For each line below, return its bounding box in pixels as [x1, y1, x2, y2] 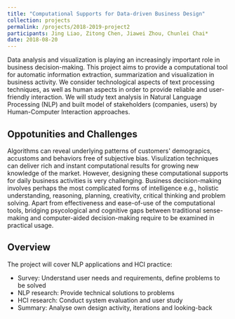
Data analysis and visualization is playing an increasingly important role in [7, 55, 220, 64]
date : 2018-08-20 [7, 36, 58, 43]
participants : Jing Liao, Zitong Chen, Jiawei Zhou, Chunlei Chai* [7, 29, 209, 37]
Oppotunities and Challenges [7, 128, 138, 140]
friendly [7, 93, 30, 102]
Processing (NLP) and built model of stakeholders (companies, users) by [7, 100, 217, 109]
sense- [202, 206, 223, 215]
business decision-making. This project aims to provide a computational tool [7, 63, 228, 72]
